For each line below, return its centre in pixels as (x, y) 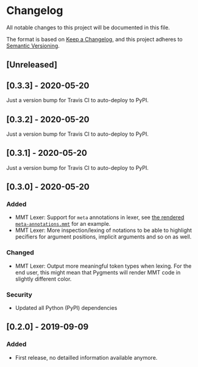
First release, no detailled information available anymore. (86, 357)
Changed (20, 253)
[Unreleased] (32, 65)
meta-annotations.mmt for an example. (63, 224)
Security (19, 295)
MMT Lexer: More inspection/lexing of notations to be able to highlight (103, 230)
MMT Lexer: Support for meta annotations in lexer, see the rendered (100, 217)
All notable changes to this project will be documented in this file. (88, 27)
